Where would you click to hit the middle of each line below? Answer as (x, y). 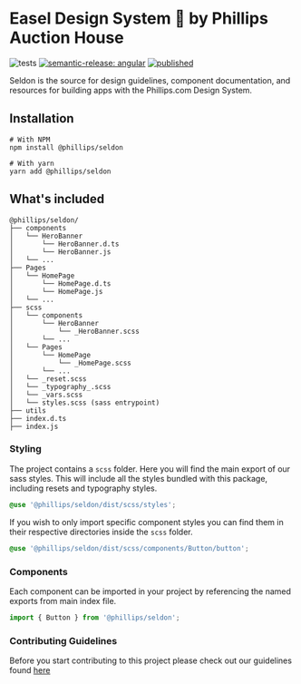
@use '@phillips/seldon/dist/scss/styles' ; (93, 504)
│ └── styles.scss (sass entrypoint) (85, 403)
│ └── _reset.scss (49, 379)
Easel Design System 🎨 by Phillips (139, 19)
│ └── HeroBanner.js (60, 252)
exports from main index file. (63, 601)
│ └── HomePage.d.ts (60, 283)
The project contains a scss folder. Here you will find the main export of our (150, 469)
